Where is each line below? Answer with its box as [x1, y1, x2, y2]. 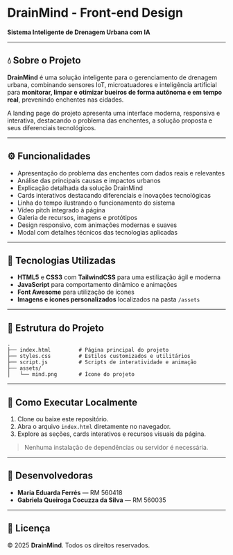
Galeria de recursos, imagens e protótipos [17, 213, 137, 221]
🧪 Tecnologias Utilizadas [7, 254, 116, 266]
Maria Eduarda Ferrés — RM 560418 [17, 488, 123, 497]
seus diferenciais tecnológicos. [7, 123, 96, 132]
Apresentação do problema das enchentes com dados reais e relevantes [17, 169, 225, 177]
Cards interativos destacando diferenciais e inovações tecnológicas [17, 191, 212, 199]
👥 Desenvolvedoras [7, 470, 94, 482]
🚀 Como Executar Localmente [7, 396, 138, 408]
